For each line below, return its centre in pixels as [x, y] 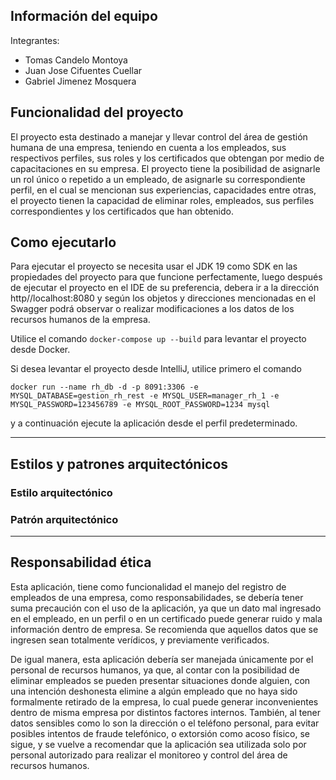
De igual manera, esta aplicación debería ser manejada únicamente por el [162, 659]
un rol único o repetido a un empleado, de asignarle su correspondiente [158, 179]
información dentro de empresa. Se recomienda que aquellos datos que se [164, 629]
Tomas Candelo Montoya [76, 60]
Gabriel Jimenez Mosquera [80, 81]
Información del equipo [84, 16]
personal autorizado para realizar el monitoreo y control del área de [149, 755]
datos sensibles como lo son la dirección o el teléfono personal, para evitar [165, 723]
